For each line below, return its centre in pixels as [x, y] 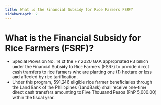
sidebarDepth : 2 [21, 14]
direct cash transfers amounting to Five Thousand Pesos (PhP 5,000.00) [84, 92]
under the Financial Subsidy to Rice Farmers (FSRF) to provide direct [80, 67]
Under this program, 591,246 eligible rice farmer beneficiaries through [82, 82]
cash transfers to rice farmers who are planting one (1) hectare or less [82, 72]
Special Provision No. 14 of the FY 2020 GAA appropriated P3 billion [80, 61]
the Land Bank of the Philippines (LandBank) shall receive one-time [79, 87]
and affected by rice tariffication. [45, 77]
